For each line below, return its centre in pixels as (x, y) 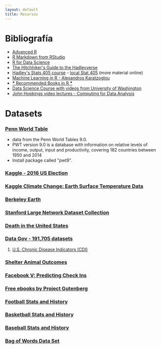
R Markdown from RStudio (39, 57)
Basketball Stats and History (40, 315)
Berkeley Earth (23, 199)
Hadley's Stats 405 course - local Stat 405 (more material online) (78, 73)
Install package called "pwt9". (42, 160)
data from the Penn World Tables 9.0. (50, 139)
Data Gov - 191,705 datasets (39, 239)
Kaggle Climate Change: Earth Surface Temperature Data (74, 186)
